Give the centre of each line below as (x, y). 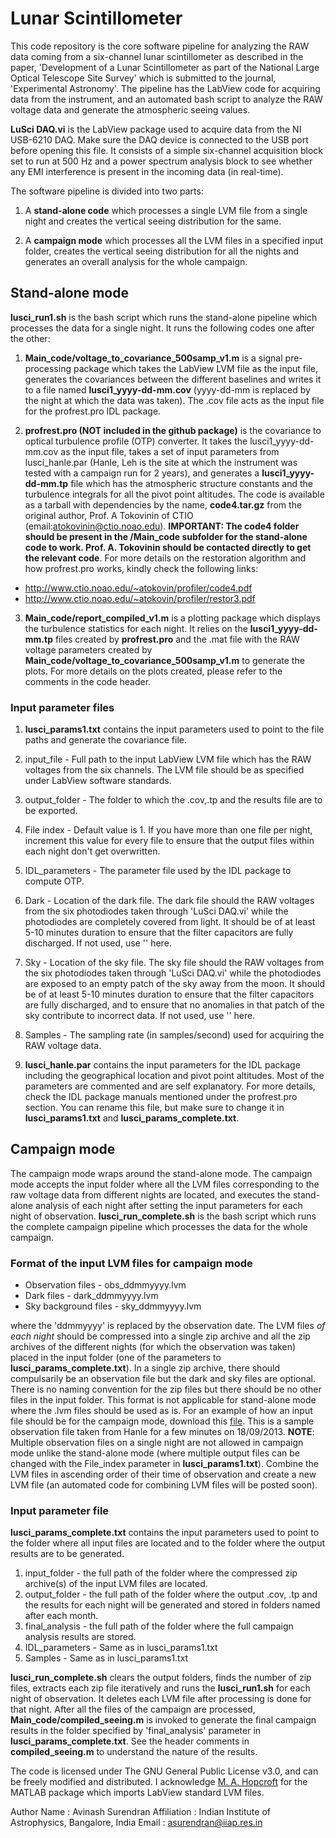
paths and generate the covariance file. (105, 740)
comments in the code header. (88, 681)
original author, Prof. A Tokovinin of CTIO (109, 515)
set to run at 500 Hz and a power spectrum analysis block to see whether (161, 161)
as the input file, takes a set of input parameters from (170, 451)
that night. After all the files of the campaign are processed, (133, 1709)
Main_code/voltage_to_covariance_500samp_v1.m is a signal (153, 358)
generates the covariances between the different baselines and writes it (173, 379)
